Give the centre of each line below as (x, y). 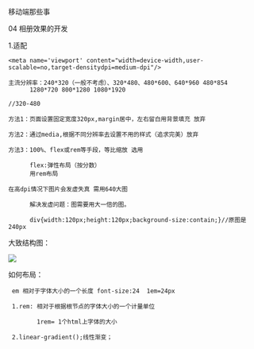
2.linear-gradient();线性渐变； (62, 337)
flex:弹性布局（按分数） (65, 165)
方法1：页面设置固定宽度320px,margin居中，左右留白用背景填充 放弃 (107, 119)
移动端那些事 (29, 12)
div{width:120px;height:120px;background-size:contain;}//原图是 (138, 220)
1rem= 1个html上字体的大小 (77, 322)
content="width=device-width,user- (145, 60)
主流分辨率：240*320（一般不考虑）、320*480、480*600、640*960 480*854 (118, 83)
